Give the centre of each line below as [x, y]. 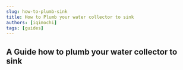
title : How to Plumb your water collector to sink [70, 17]
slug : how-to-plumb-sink [37, 11]
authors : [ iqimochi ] [32, 22]
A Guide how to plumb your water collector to [92, 51]
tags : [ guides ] [25, 28]
